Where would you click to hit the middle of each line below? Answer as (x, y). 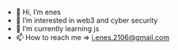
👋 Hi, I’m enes (38, 12)
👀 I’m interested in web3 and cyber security (87, 20)
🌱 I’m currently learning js (57, 29)
